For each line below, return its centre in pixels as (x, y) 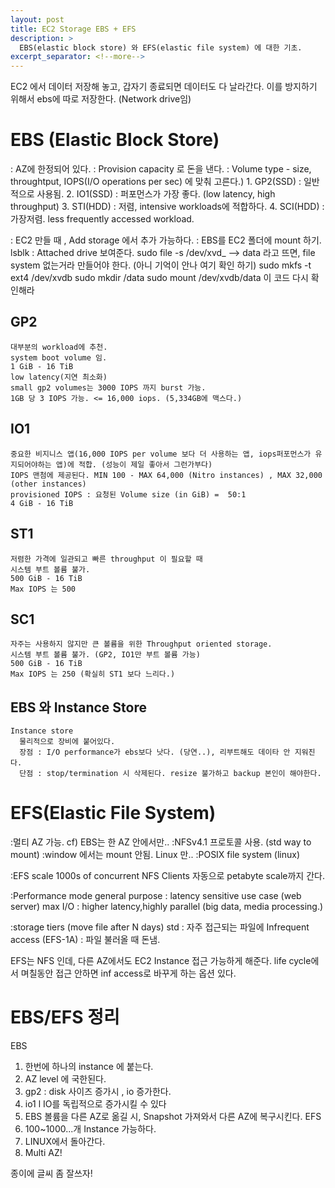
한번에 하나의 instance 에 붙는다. (89, 1066)
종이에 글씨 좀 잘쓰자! (51, 1173)
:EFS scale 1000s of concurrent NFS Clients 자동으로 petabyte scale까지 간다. (167, 876)
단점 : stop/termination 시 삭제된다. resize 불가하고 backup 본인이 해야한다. (170, 774)
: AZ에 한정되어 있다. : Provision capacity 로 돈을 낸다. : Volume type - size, (161, 169)
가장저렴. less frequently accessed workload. (102, 219)
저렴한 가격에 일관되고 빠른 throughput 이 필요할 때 (106, 559)
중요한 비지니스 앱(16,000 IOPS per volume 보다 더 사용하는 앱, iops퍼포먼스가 (161, 454)
